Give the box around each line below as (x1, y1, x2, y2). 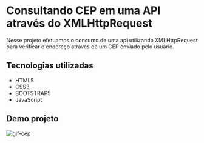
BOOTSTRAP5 (15, 89, 51, 97)
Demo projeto (6, 113, 59, 124)
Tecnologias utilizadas (6, 61, 93, 71)
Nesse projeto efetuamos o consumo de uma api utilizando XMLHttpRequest (6, 36, 198, 44)
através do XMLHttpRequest (6, 16, 153, 30)
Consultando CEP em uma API (6, 4, 161, 18)
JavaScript (15, 96, 42, 103)
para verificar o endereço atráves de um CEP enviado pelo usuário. (6, 43, 174, 50)
